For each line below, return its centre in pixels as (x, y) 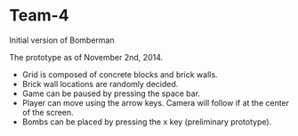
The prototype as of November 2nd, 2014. (86, 57)
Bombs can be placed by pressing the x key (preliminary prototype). (147, 122)
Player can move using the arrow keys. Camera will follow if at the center (156, 102)
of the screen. (48, 112)
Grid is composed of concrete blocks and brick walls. (120, 74)
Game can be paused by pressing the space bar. (111, 93)
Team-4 (39, 16)
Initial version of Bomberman (62, 40)
